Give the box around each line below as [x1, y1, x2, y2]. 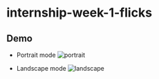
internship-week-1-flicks [6, 5, 153, 21]
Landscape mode [16, 64, 66, 72]
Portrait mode [16, 51, 56, 59]
